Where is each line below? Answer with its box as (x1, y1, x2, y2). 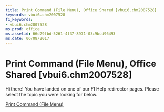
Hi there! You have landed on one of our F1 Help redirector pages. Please (5, 85, 159, 92)
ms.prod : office (5, 27, 40, 32)
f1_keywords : (5, 17, 33, 22)
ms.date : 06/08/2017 (5, 36, 50, 41)
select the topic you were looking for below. (5, 91, 98, 97)
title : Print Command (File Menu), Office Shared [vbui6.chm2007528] (5, 7, 157, 13)
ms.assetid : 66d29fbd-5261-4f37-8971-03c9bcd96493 (5, 31, 116, 36)
